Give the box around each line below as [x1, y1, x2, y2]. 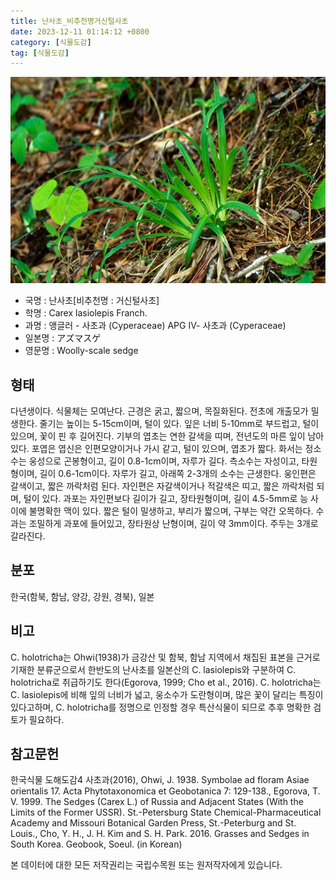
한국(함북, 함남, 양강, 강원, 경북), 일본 [10, 590, 155, 602]
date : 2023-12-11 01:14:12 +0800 [10, 26, 150, 37]
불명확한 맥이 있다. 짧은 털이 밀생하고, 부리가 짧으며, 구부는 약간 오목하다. [28, 505, 314, 517]
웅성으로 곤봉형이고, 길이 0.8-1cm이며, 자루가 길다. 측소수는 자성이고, [28, 455, 300, 467]
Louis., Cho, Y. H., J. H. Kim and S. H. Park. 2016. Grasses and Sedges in [10, 828, 310, 840]
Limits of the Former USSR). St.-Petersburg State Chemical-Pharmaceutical [10, 806, 322, 819]
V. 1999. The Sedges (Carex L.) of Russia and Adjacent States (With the [10, 796, 304, 808]
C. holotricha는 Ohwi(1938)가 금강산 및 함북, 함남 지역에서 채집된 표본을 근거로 [10, 651, 321, 663]
